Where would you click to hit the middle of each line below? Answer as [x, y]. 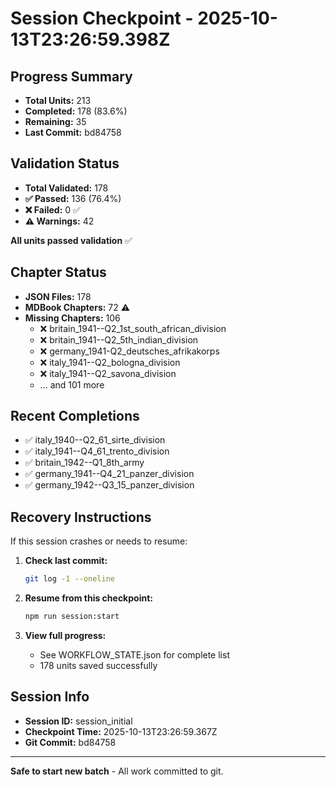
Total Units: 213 [58, 100]
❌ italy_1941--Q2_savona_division [108, 373]
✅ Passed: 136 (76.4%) [73, 198]
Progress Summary [71, 76]
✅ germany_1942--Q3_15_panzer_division [109, 485]
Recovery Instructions [81, 517]
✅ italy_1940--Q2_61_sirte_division [95, 440]
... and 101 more [72, 384]
